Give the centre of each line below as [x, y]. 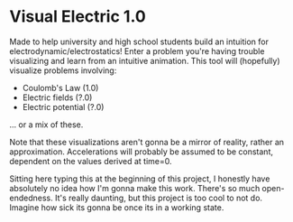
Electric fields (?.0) [57, 97]
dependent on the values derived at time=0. [91, 161]
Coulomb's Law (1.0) [60, 88]
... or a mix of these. [46, 125]
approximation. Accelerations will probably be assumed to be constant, [141, 152]
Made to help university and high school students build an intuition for [139, 42]
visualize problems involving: [63, 70]
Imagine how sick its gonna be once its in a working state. [117, 207]
